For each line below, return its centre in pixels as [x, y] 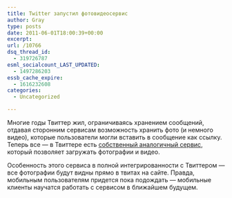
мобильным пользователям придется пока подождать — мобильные [109, 180]
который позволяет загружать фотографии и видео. [84, 152]
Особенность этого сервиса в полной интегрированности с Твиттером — [116, 165]
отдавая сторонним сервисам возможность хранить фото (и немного [110, 130]
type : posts [24, 26]
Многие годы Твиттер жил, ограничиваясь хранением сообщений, [106, 122]
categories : [24, 90]
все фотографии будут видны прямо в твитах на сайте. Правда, [101, 172]
